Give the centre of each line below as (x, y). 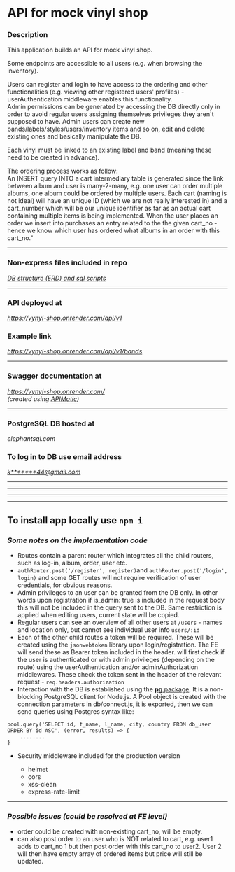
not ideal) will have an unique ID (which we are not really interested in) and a (117, 201)
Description (28, 35)
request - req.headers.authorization (71, 682)
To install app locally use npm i (75, 520)
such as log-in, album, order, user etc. (72, 563)
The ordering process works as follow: (63, 171)
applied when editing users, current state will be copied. (98, 614)
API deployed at (35, 302)
